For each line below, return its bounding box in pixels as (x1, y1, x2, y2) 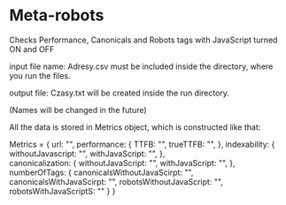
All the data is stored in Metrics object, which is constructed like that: (9, 121, 261, 133)
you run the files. (9, 70, 71, 80)
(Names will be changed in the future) (9, 104, 148, 115)
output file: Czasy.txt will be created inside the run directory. (9, 87, 230, 98)
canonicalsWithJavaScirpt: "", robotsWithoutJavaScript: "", (9, 176, 224, 186)
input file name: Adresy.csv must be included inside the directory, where (9, 61, 274, 72)
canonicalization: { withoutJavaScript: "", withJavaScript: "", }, (9, 157, 236, 168)
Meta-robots (9, 5, 104, 26)
